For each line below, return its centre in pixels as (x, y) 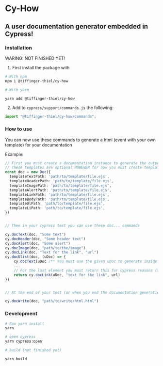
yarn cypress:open (24, 342)
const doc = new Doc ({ (28, 172)
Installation (19, 48)
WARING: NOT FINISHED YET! (35, 58)
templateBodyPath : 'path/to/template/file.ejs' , (59, 199)
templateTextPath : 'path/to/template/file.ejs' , (59, 177)
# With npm (16, 76)
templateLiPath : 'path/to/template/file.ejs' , (57, 208)
